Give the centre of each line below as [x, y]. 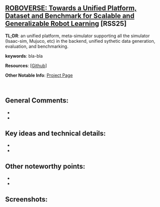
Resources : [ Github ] [26, 65]
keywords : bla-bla [24, 56]
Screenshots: [27, 199]
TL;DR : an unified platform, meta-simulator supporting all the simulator [78, 36]
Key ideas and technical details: [55, 134]
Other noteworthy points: [45, 166]
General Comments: [37, 101]
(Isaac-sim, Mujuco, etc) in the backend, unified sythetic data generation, [80, 41]
